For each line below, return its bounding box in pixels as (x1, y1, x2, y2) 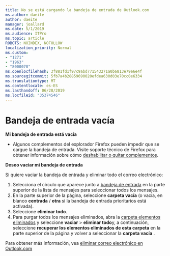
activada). (12, 203, 34, 209)
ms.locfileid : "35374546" (5, 93, 60, 98)
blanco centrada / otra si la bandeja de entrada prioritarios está (12, 198, 147, 204)
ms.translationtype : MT (5, 78, 56, 83)
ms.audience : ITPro (5, 31, 47, 36)
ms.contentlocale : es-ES (5, 83, 58, 88)
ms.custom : (5, 50, 29, 55)
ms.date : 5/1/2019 (5, 26, 44, 32)
